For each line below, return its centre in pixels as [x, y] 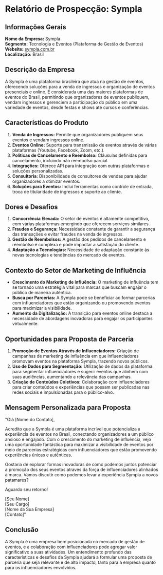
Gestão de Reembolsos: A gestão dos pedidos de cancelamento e [79, 239]
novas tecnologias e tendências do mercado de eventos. [69, 255]
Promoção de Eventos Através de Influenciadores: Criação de [75, 351]
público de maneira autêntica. [42, 293]
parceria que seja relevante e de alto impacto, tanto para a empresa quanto [81, 562]
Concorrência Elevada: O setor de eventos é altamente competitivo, [81, 219]
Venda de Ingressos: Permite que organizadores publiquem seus [78, 134]
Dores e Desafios [32, 207]
